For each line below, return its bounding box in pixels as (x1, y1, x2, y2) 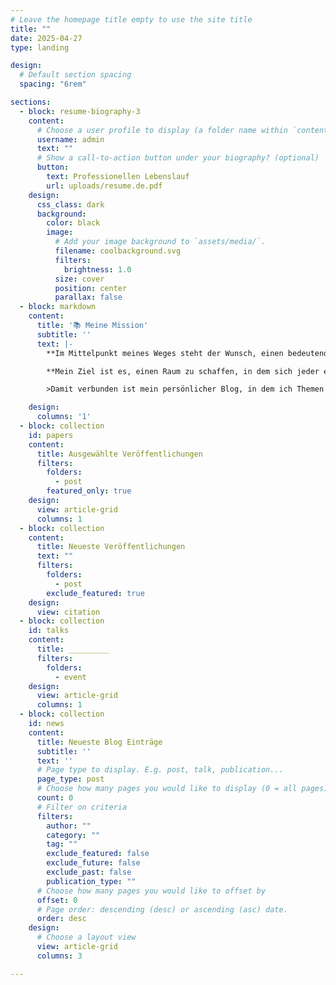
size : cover (54, 274, 105, 284)
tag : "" (46, 839, 78, 850)
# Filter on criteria (36, 802, 128, 812)
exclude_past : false (46, 867, 132, 877)
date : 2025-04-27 (10, 33, 83, 43)
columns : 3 (36, 951, 83, 961)
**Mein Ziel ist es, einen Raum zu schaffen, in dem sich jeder (46, 366, 320, 376)
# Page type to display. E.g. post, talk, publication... (36, 765, 284, 775)
